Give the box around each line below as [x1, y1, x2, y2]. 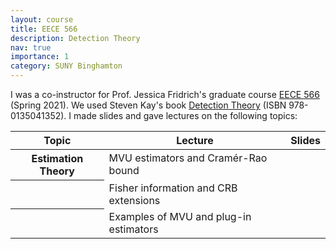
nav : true [10, 42, 52, 53]
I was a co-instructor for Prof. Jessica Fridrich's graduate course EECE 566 [10, 89, 320, 100]
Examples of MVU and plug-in [108, 209, 252, 223]
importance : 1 [10, 52, 70, 62]
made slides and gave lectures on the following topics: [73, 110, 298, 121]
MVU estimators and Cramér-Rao [108, 151, 268, 165]
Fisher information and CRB [108, 181, 238, 195]
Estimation [31, 152, 84, 165]
